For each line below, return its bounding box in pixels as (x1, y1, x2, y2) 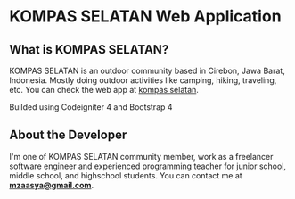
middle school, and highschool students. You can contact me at (9, 170, 242, 180)
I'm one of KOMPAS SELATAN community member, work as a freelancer (9, 151, 274, 162)
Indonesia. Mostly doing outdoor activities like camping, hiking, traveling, (9, 75, 277, 86)
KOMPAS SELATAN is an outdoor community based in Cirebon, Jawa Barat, (9, 65, 285, 76)
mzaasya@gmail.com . (9, 179, 94, 190)
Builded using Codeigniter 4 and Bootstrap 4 (9, 102, 173, 112)
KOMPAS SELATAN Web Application (9, 6, 283, 27)
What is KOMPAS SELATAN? (9, 42, 169, 57)
